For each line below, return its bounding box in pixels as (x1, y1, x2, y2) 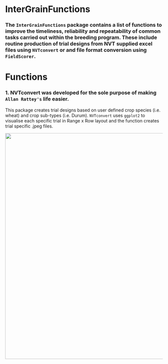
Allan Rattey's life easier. (5, 95, 69, 102)
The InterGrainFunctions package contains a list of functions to (5, 22, 162, 29)
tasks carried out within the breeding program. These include (5, 34, 157, 41)
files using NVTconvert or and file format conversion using (5, 47, 147, 54)
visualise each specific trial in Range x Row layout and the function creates (5, 117, 159, 124)
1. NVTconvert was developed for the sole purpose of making (5, 89, 156, 96)
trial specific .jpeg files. (5, 123, 53, 129)
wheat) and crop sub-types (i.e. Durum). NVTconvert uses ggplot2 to (5, 112, 145, 118)
